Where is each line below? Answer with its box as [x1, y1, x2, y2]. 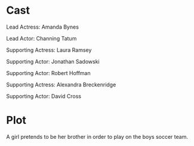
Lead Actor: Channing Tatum [6, 35, 77, 42]
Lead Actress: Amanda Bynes [6, 23, 79, 30]
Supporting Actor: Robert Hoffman [6, 69, 91, 76]
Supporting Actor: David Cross [6, 92, 82, 100]
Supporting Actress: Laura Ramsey [6, 46, 92, 54]
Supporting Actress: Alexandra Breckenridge [6, 81, 116, 88]
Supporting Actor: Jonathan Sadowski [6, 58, 100, 65]
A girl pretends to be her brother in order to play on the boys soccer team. [6, 133, 188, 140]
